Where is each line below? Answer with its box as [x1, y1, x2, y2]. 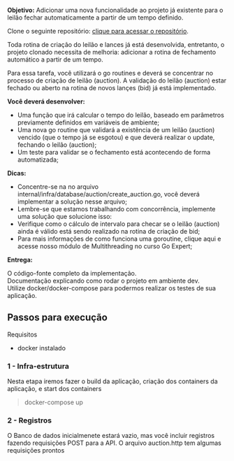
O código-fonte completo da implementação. [7, 269, 137, 277]
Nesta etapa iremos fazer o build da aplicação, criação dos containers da [7, 377, 218, 385]
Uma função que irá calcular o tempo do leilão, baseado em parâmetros [17, 111, 225, 119]
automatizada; [17, 155, 59, 164]
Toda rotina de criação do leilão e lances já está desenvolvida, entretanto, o [7, 41, 225, 48]
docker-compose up [24, 398, 84, 406]
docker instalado [17, 343, 66, 352]
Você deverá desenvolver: [7, 97, 85, 106]
